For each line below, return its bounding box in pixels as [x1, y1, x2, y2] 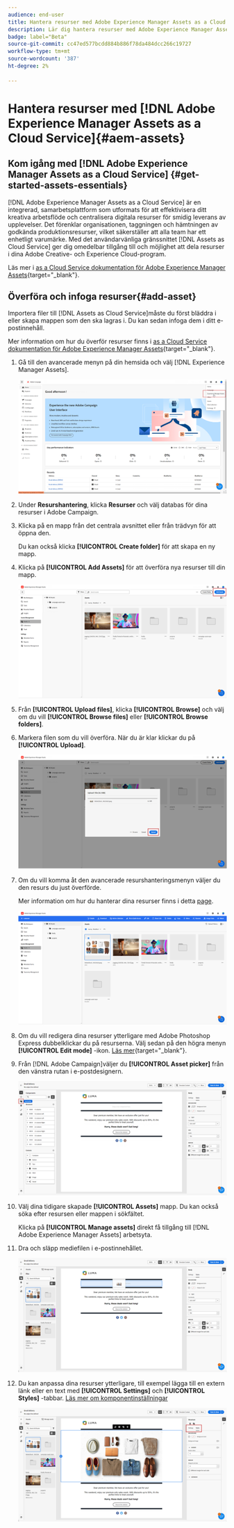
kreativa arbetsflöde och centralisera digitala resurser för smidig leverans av [8, 213, 226, 221]
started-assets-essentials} [8, 179, 128, 191]
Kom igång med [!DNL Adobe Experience [8, 158, 188, 170]
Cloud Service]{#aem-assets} [8, 130, 185, 146]
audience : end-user [8, 11, 65, 18]
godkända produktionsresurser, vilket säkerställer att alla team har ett [8, 227, 207, 236]
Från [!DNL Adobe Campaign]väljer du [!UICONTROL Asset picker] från [17, 1060, 224, 1068]
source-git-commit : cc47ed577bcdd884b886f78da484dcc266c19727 [8, 40, 192, 48]
